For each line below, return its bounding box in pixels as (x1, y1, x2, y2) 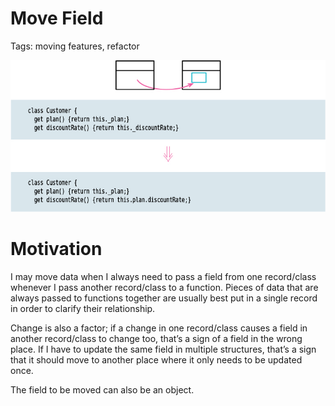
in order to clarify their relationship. (10, 302, 156, 314)
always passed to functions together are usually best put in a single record (10, 292, 318, 304)
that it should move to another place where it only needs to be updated (10, 353, 303, 366)
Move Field (10, 7, 104, 30)
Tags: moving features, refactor (10, 40, 140, 52)
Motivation (10, 237, 103, 260)
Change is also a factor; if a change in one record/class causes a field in (10, 322, 308, 334)
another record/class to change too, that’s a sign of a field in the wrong (10, 332, 303, 344)
